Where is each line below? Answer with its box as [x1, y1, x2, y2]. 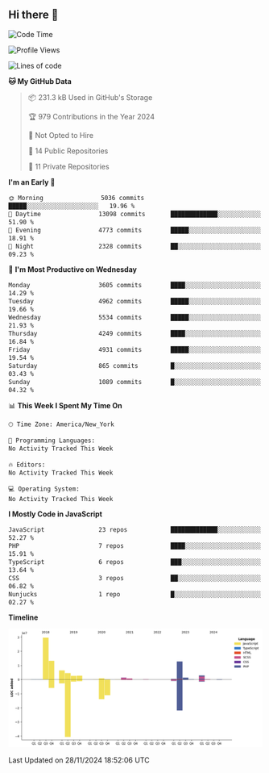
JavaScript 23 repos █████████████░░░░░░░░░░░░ [8, 525, 262, 533]
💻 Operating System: [8, 485, 81, 493]
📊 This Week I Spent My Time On [8, 400, 122, 410]
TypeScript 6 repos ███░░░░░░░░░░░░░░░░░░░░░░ [8, 558, 262, 566]
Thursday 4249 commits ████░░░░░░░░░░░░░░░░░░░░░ [8, 329, 262, 337]
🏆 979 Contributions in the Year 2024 [27, 111, 155, 121]
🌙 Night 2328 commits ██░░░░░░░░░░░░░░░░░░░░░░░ [8, 242, 262, 250]
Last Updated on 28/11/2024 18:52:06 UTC [8, 755, 151, 765]
